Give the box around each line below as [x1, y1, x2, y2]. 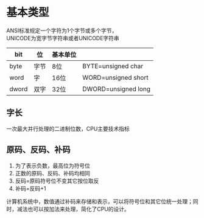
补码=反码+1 [15, 185, 47, 192]
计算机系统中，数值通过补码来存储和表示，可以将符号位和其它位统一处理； [6, 197, 193, 205]
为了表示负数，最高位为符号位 [15, 162, 90, 169]
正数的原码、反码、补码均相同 [15, 169, 90, 177]
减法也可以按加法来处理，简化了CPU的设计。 [16, 205, 130, 213]
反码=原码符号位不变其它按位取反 [15, 177, 99, 185]
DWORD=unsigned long [82, 85, 151, 93]
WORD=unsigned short [82, 73, 149, 82]
